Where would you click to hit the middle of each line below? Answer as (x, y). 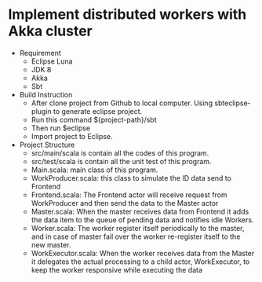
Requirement (40, 53)
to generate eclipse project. (98, 111)
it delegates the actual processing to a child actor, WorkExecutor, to (140, 262)
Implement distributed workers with (127, 15)
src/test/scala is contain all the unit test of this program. (121, 161)
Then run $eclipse (61, 128)
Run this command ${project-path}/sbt (94, 119)
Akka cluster (50, 31)
